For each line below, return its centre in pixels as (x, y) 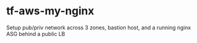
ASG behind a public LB (36, 33)
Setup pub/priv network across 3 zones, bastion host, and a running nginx (99, 27)
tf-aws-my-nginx (50, 11)
